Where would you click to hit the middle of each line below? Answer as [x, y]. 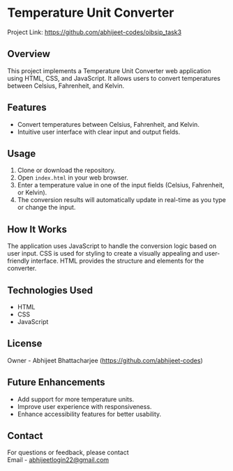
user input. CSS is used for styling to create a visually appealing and [105, 254]
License [25, 344]
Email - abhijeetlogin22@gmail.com [58, 460]
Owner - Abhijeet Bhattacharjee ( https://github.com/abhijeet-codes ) [105, 360]
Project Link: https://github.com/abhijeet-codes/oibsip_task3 [95, 32]
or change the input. [46, 208]
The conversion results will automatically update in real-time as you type [122, 200]
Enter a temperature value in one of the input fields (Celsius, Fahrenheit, [121, 185]
